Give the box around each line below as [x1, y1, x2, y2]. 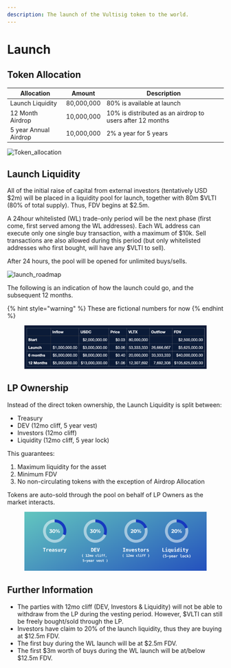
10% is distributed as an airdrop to [106, 109, 205, 117]
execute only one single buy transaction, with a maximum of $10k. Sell [7, 229, 206, 238]
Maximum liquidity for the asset [16, 462, 107, 471]
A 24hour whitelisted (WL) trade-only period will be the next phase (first [7, 214, 212, 223]
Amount [71, 90, 96, 98]
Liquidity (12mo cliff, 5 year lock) [16, 436, 110, 444]
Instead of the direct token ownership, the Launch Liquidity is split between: [7, 400, 222, 409]
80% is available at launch [106, 99, 181, 107]
